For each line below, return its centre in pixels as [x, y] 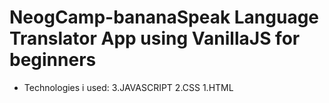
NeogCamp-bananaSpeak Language [164, 17]
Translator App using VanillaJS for [155, 38]
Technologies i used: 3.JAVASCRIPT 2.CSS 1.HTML [128, 87]
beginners [53, 60]
